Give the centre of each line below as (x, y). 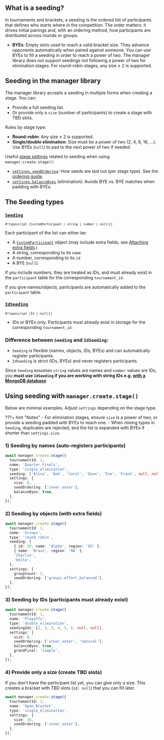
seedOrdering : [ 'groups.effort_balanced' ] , (59, 578)
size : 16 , (24, 719)
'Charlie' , (25, 555)
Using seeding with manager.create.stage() (72, 396)
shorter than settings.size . (33, 433)
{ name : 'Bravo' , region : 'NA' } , (49, 551)
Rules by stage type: (26, 127)
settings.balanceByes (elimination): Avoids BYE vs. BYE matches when (83, 181)
